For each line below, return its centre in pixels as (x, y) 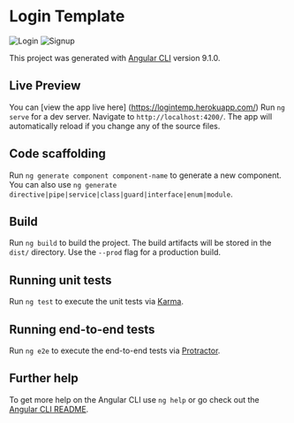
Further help (44, 378)
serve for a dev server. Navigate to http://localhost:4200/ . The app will (141, 116)
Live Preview (45, 86)
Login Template (67, 16)
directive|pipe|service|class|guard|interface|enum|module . (121, 194)
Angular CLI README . (49, 409)
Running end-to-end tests (82, 329)
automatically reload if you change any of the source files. (115, 126)
